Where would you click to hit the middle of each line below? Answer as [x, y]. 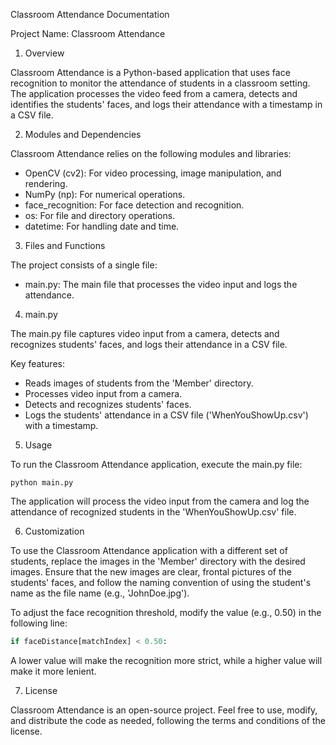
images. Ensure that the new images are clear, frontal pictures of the [151, 572]
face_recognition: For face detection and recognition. [134, 205]
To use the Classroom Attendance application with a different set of [149, 550]
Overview [44, 53]
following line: [39, 623]
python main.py [42, 483]
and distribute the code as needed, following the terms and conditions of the [168, 720]
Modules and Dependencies [83, 134]
